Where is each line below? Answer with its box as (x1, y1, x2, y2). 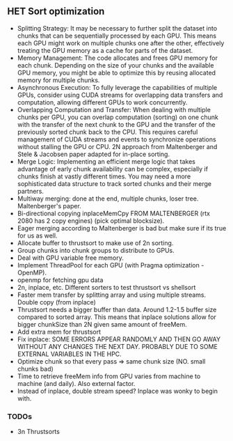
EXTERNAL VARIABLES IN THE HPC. (17, 350, 122, 358)
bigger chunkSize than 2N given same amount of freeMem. (17, 320, 188, 328)
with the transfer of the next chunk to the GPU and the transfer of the (17, 120, 216, 128)
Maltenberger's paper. (17, 201, 81, 210)
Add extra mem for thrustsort (17, 327, 102, 336)
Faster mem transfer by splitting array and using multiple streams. (17, 291, 207, 299)
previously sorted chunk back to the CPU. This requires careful (17, 127, 198, 136)
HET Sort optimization (7, 6, 105, 17)
